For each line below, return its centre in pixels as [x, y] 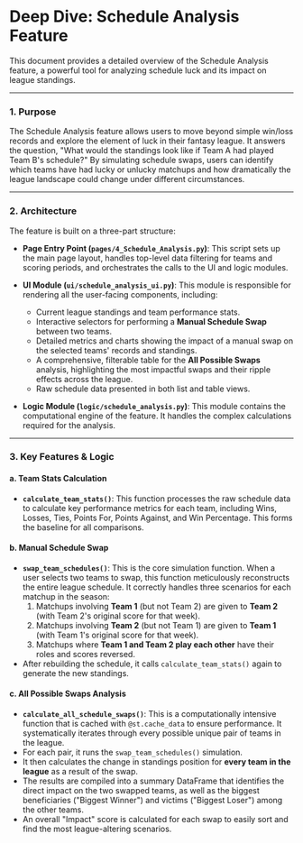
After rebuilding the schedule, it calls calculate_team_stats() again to [152, 664]
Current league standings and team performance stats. [138, 312]
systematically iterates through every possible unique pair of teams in [151, 733]
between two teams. [74, 331]
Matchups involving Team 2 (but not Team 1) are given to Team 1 [156, 625]
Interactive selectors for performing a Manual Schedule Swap [151, 321]
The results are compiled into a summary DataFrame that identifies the [153, 781]
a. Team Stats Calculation [58, 479]
